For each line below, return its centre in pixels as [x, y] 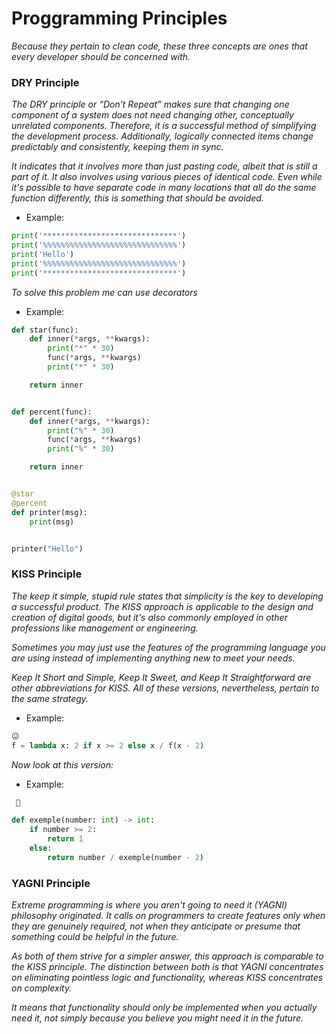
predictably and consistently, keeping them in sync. [117, 147]
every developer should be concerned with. [101, 56]
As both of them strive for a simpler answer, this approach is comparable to [167, 956]
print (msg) [52, 522]
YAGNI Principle [51, 883]
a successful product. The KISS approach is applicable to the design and [162, 606]
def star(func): [45, 330]
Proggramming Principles [119, 18]
